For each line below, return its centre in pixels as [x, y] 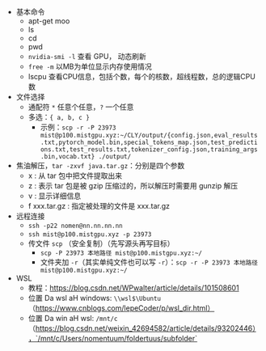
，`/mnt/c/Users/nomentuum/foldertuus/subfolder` [113, 338]
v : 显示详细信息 [55, 196]
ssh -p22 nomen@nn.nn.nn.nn [75, 226]
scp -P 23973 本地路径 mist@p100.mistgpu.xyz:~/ [121, 253]
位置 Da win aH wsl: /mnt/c [73, 318]
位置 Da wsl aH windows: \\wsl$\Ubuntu [95, 298]
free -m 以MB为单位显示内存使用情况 [90, 66]
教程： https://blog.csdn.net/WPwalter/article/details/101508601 [134, 288]
